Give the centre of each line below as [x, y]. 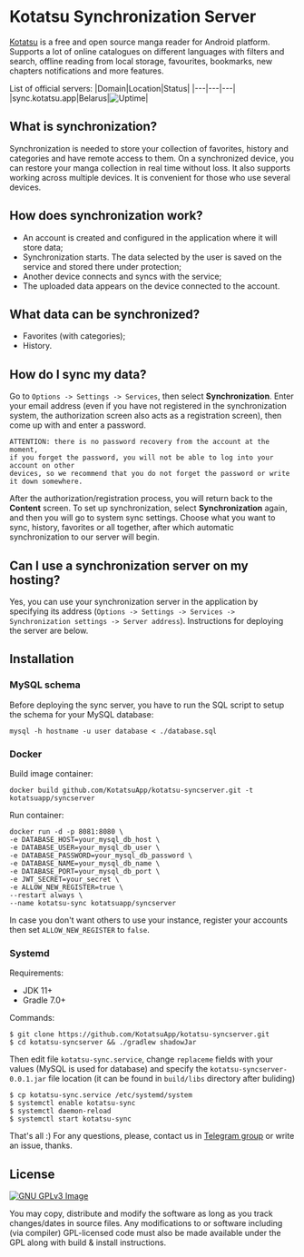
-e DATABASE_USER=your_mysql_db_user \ [85, 847]
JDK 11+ [37, 991]
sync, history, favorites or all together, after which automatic [122, 528]
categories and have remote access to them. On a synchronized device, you [152, 158]
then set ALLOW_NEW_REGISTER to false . [79, 929]
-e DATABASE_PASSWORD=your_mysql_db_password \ [101, 856]
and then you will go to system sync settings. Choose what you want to [142, 518]
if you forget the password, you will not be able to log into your [142, 458]
